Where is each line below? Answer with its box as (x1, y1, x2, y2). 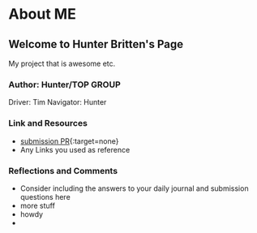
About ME (8, 5, 77, 24)
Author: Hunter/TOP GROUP (8, 79, 122, 90)
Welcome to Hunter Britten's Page (8, 37, 184, 51)
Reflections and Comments (8, 165, 118, 176)
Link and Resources (8, 118, 88, 129)
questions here (19, 192, 71, 201)
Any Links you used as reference (19, 145, 131, 154)
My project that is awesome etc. (8, 58, 116, 68)
